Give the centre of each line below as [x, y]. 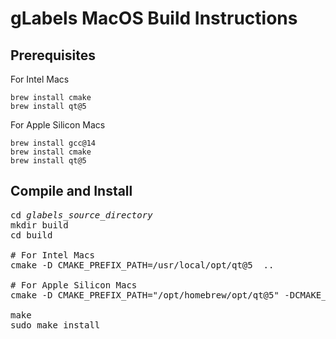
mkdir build [39, 225]
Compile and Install [71, 191]
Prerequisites [53, 55]
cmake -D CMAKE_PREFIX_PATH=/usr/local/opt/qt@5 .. [142, 265]
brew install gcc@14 [53, 143]
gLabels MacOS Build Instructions [154, 18]
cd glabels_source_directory [81, 215]
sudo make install [55, 325]
